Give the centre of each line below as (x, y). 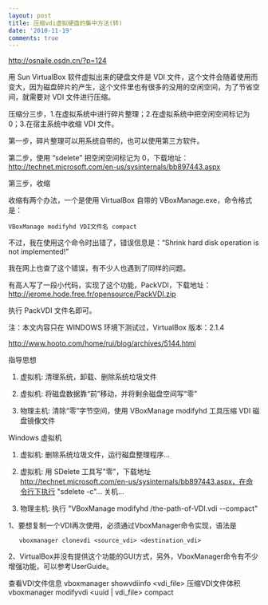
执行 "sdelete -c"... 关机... (83, 492)
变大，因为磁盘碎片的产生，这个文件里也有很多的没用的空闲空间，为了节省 (130, 87)
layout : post (30, 16)
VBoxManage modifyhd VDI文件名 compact (73, 227)
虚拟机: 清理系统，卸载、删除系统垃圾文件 (88, 377)
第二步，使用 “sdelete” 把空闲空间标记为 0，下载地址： (99, 158)
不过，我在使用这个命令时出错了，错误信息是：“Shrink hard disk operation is (134, 243)
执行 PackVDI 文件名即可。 (52, 310)
